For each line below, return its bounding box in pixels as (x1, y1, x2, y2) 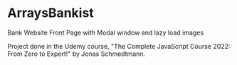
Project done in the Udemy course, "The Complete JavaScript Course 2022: (7, 42, 231, 50)
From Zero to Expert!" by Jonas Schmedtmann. (7, 49, 146, 58)
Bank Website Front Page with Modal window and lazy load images (7, 28, 204, 37)
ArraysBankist (7, 5, 94, 21)
